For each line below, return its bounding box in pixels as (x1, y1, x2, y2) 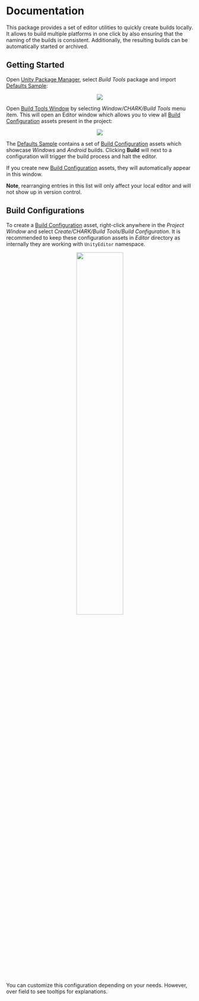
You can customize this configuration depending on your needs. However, (6, 981, 188, 989)
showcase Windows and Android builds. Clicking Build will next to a (6, 146, 172, 153)
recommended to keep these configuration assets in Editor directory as (6, 234, 181, 241)
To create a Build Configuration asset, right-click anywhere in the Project (6, 221, 184, 228)
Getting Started (6, 60, 65, 70)
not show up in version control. (6, 188, 82, 196)
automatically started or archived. (6, 43, 89, 50)
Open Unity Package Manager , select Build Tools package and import (6, 75, 176, 83)
